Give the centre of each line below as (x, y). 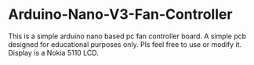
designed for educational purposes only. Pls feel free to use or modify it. (125, 44)
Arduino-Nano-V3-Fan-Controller (120, 14)
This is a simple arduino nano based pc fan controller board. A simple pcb (127, 36)
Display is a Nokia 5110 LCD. (54, 52)
